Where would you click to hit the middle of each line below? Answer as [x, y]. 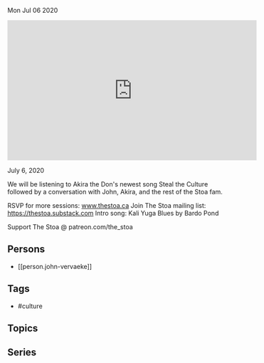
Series [22, 353]
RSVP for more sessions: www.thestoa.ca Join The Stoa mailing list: [107, 205]
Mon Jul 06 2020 [33, 10]
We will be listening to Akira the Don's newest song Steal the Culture [108, 184]
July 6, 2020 [26, 170]
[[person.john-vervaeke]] [55, 266]
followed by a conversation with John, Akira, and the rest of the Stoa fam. [115, 192]
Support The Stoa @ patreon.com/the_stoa [70, 227]
